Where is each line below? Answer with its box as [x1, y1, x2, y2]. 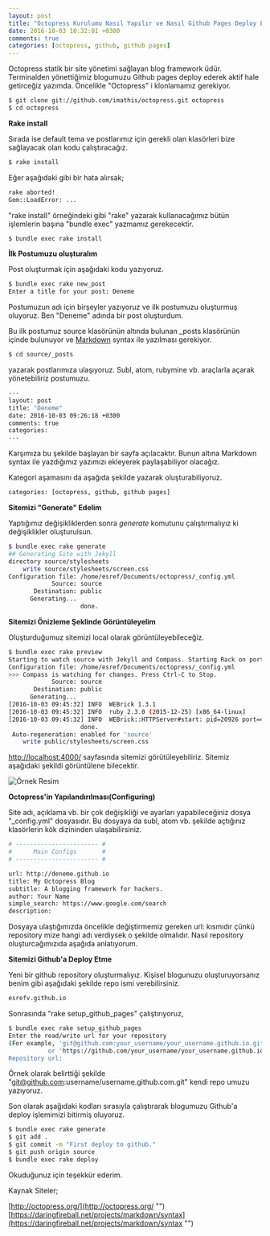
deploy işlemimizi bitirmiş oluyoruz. [8, 1110, 125, 1119]
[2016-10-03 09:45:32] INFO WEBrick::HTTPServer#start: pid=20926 [8, 715, 239, 723]
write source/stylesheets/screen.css [22, 565, 149, 573]
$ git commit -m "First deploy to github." [8, 1140, 157, 1149]
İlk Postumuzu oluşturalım [8, 249, 98, 258]
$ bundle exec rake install [8, 234, 103, 242]
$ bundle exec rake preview [8, 648, 103, 656]
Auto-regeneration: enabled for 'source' [11, 730, 153, 739]
